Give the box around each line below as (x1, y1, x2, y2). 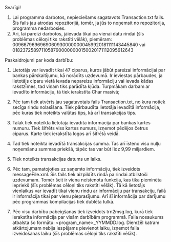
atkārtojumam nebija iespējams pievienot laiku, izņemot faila (12, 225, 139, 231)
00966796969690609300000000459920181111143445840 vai (12, 42, 145, 48)
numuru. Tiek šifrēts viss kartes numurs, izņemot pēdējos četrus (12, 125, 148, 131)
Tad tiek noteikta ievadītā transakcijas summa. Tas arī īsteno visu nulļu (12, 141, 161, 146)
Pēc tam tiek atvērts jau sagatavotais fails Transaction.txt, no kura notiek (12, 99, 166, 105)
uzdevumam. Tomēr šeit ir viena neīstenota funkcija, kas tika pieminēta (12, 177, 162, 183)
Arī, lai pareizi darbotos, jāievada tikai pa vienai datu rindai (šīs (12, 31, 144, 36)
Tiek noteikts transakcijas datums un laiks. (12, 156, 102, 162)
